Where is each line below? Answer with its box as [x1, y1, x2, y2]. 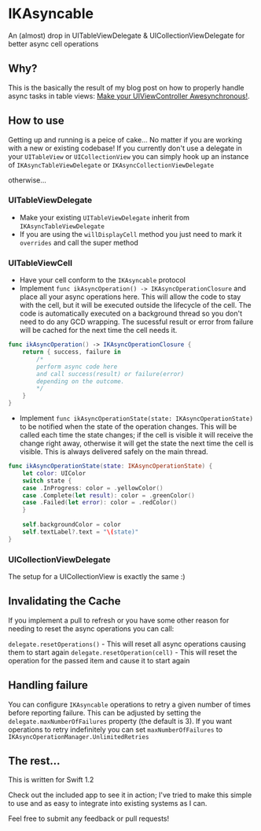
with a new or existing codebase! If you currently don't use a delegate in [8, 143, 242, 153]
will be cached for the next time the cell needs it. [19, 326, 178, 335]
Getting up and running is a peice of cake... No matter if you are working [8, 135, 242, 144]
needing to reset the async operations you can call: [8, 623, 175, 633]
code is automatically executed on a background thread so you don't [19, 308, 242, 319]
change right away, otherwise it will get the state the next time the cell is [19, 438, 254, 449]
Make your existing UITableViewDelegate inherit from [19, 212, 190, 222]
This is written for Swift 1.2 [8, 775, 94, 785]
